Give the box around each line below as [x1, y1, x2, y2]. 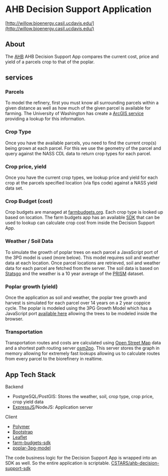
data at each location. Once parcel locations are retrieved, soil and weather [5, 260, 160, 266]
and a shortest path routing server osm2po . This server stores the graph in [5, 345, 159, 351]
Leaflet [12, 434, 28, 440]
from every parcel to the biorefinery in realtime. [5, 356, 103, 362]
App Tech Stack [5, 370, 56, 379]
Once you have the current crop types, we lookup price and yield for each [5, 174, 158, 180]
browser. [5, 316, 24, 322]
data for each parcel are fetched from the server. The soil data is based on [5, 265, 159, 271]
